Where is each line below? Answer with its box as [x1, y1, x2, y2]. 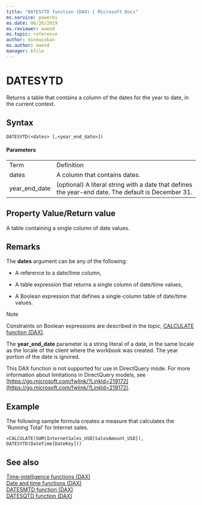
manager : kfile [6, 48, 44, 54]
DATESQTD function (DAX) [6, 492, 73, 500]
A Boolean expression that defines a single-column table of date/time [14, 293, 187, 300]
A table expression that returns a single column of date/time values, [14, 281, 183, 288]
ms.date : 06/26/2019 [6, 20, 58, 26]
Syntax [6, 118, 34, 128]
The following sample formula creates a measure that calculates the [6, 418, 174, 425]
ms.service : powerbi [6, 14, 58, 20]
